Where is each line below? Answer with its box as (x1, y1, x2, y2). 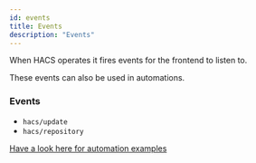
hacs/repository (22, 127, 84, 136)
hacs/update (22, 117, 68, 127)
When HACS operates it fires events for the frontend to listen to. (9, 55, 248, 66)
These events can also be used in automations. (9, 72, 185, 83)
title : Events (9, 22, 63, 31)
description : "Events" (9, 30, 95, 39)
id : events (9, 13, 51, 23)
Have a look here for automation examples (9, 142, 167, 154)
